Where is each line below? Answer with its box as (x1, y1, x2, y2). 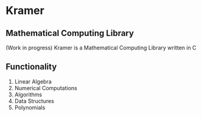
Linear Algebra (14, 77, 52, 85)
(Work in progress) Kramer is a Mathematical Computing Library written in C (5, 44, 197, 51)
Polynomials (14, 104, 46, 111)
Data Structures (14, 97, 54, 104)
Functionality (5, 62, 57, 72)
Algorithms (14, 91, 43, 98)
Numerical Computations (14, 84, 77, 91)
